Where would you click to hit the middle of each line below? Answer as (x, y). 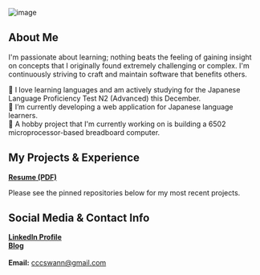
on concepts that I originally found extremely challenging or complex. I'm (129, 65)
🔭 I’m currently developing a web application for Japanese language (121, 107)
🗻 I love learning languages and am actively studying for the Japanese (124, 89)
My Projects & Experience (74, 158)
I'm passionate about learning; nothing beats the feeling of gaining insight (130, 57)
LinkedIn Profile (35, 237)
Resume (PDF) (33, 177)
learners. (23, 115)
